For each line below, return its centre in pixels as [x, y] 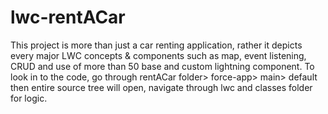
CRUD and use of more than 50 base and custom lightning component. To [162, 66]
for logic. [29, 98]
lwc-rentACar [68, 17]
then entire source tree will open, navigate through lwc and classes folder [161, 87]
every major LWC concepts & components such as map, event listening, [158, 55]
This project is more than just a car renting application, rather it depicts [156, 45]
